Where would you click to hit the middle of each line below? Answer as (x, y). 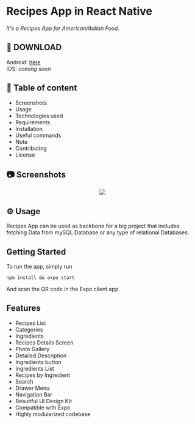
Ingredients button (38, 362)
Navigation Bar (34, 394)
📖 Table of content (42, 88)
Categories (29, 329)
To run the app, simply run (39, 266)
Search (24, 381)
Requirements (33, 122)
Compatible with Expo (43, 407)
